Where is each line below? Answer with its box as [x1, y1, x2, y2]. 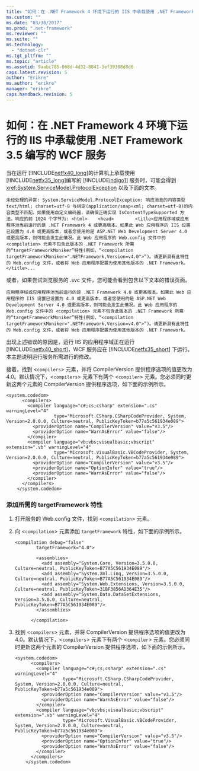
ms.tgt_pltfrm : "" [6, 53, 52, 59]
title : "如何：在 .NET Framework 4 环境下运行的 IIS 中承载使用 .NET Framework [6, 8, 194, 15]
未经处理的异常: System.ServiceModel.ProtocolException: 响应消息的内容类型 [6, 197, 185, 203]
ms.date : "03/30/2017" [6, 20, 62, 26]
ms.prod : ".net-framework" [6, 25, 73, 31]
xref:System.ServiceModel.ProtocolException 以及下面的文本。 [6, 184, 160, 191]
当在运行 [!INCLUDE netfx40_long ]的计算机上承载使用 [6, 169, 135, 176]
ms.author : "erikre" [6, 81, 57, 87]
